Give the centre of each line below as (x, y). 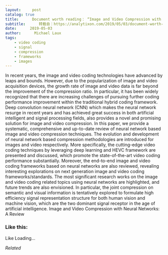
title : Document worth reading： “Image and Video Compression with (83, 19)
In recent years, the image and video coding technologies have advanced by (84, 75)
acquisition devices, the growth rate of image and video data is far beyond (82, 86)
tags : (11, 38)
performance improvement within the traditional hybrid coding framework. (81, 102)
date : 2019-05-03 (29, 29)
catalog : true (20, 15)
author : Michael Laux (33, 33)
